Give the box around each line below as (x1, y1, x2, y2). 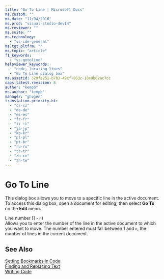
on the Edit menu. (5, 206, 41, 212)
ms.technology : (5, 35, 36, 40)
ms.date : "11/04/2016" (5, 16, 52, 21)
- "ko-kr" (9, 131, 29, 136)
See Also (5, 245, 33, 253)
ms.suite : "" (5, 30, 32, 35)
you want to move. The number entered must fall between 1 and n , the (5, 225, 146, 231)
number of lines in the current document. (5, 231, 88, 237)
